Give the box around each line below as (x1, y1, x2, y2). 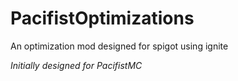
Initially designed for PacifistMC (10, 59, 143, 71)
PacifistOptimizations (10, 7, 195, 30)
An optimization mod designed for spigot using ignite (10, 40, 229, 52)
